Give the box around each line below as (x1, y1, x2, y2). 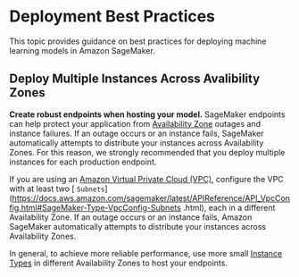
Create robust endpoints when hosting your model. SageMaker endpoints (9, 109, 286, 120)
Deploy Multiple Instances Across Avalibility (9, 71, 261, 87)
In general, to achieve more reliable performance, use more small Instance (9, 248, 283, 258)
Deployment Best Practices (9, 6, 216, 27)
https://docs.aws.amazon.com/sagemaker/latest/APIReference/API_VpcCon (12, 192, 291, 203)
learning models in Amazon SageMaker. (9, 45, 156, 55)
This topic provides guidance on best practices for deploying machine (9, 36, 267, 46)
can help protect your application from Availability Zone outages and (9, 118, 262, 129)
